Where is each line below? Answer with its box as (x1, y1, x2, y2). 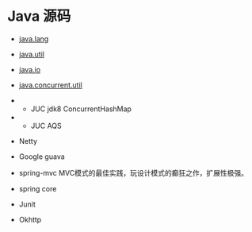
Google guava (18, 152, 65, 161)
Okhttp (18, 215, 42, 224)
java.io (18, 64, 41, 74)
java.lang (18, 33, 49, 44)
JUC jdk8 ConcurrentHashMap (30, 104, 132, 114)
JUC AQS (30, 121, 63, 130)
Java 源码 (7, 7, 71, 25)
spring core (18, 184, 57, 193)
